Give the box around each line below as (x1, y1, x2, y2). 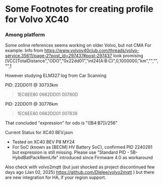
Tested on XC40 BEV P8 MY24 (12, 139, 75, 145)
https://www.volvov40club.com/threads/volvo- (44, 47, 139, 53)
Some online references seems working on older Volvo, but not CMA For (5, 43, 152, 48)
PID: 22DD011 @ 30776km (5, 101, 58, 107)
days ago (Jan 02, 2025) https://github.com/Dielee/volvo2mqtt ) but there (5, 169, 155, 175)
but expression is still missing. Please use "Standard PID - (12, 149, 129, 155)
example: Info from (5, 47, 43, 53)
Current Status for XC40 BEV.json (5, 130, 73, 136)
